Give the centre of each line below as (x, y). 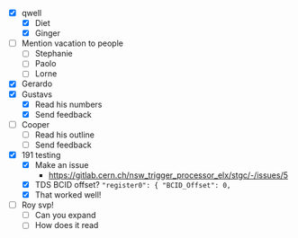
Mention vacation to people (72, 43)
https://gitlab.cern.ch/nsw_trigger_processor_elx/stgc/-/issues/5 (168, 175)
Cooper (36, 124)
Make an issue (62, 164)
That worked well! (68, 195)
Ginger (47, 33)
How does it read (67, 225)
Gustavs (37, 94)
